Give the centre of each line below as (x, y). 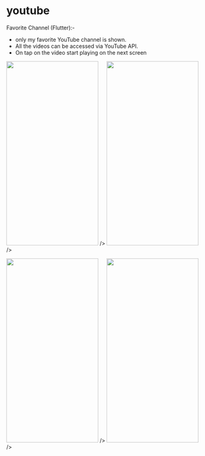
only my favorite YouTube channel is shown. (71, 39)
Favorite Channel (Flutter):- (41, 28)
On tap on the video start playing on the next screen (81, 52)
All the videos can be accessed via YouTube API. (76, 46)
